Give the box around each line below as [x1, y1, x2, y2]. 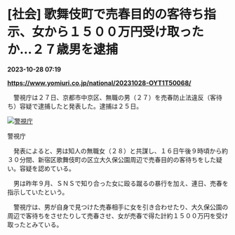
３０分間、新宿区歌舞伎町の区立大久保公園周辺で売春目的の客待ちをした [7, 155, 216, 163]
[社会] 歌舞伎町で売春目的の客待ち [7, 6, 204, 22]
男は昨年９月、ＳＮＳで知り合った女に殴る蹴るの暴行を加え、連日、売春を [13, 179, 229, 187]
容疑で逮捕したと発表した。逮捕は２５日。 [19, 102, 142, 110]
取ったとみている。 [7, 220, 63, 229]
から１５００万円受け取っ [44, 24, 192, 40]
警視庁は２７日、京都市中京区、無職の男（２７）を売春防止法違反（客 [13, 93, 216, 102]
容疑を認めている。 [19, 164, 75, 173]
